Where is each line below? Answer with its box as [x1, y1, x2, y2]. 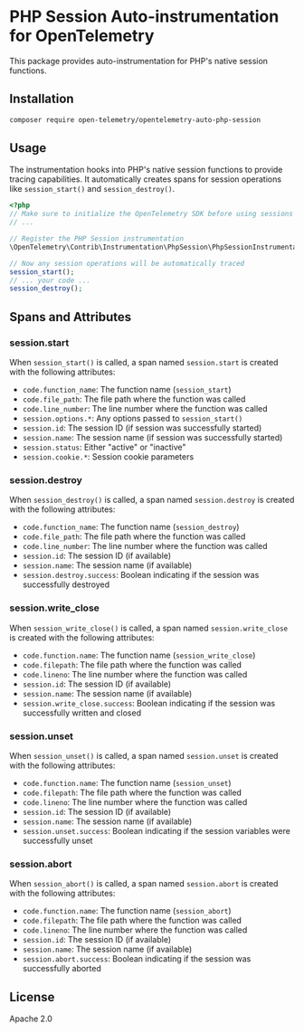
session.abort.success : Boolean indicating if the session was [22, 953, 252, 964]
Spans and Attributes [9, 309, 132, 325]
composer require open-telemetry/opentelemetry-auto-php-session [9, 115, 261, 124]
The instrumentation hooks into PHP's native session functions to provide [9, 165, 283, 175]
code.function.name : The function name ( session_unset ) [22, 777, 233, 788]
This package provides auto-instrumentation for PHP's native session [9, 55, 269, 66]
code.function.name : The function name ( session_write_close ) [22, 649, 256, 660]
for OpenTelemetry [9, 25, 155, 46]
